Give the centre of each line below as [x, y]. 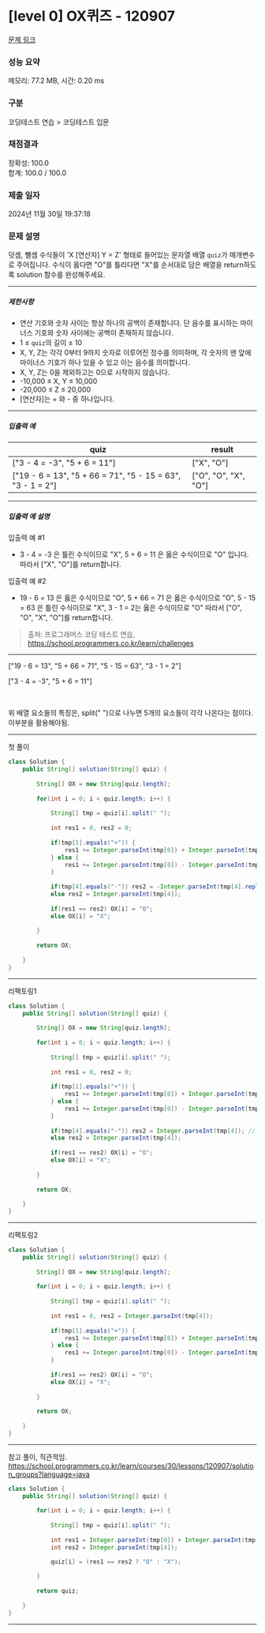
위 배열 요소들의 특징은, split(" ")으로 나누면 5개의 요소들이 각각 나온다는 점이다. [131, 713]
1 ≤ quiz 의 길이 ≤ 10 [51, 343]
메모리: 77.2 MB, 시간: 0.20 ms [56, 81]
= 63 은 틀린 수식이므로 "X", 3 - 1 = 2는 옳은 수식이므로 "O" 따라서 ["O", [131, 608]
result [222, 449]
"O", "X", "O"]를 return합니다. [66, 618]
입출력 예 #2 [27, 581]
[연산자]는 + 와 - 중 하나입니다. [67, 399]
